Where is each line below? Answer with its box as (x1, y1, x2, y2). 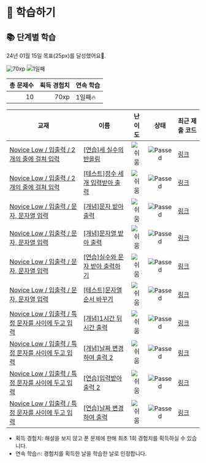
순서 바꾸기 (83, 295, 113, 304)
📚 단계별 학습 (6, 32, 56, 42)
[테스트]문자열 (83, 286, 123, 294)
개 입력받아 (83, 178, 113, 187)
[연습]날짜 (83, 404, 112, 412)
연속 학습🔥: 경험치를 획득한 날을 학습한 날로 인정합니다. (15, 450, 147, 457)
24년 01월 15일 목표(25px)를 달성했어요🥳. (6, 52, 106, 59)
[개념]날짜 (83, 344, 112, 353)
